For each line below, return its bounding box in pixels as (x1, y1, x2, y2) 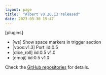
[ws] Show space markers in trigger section (12, 39, 102, 45)
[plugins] (5, 30, 24, 36)
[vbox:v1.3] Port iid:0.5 (12, 45, 58, 50)
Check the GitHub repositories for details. (5, 64, 90, 70)
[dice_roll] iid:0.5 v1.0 (12, 50, 56, 55)
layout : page (5, 7, 32, 12)
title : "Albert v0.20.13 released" (5, 12, 80, 17)
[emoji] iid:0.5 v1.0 (12, 55, 50, 61)
